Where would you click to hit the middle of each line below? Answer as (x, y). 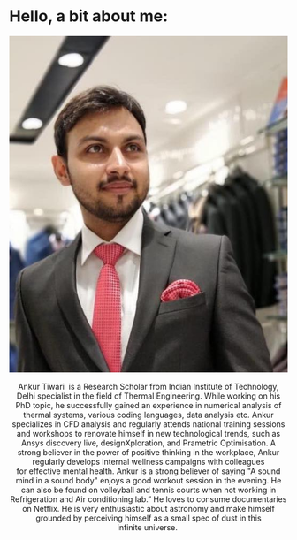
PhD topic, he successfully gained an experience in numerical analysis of (148, 405)
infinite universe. (148, 527)
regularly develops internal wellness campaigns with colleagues (148, 461)
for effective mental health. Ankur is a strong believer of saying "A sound (148, 471)
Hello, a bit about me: (89, 16)
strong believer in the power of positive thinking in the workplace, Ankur (148, 452)
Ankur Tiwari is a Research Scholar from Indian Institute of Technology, (148, 386)
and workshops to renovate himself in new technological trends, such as (148, 433)
